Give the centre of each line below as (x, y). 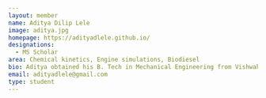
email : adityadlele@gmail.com (58, 74)
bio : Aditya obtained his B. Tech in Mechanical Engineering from (120, 67)
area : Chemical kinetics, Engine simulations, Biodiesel (104, 60)
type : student (32, 81)
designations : (32, 45)
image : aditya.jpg (38, 30)
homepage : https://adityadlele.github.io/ (79, 38)
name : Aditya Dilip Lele (49, 23)
